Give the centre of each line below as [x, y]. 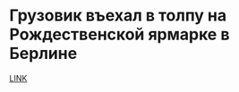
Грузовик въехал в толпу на [118, 16]
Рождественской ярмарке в [119, 34]
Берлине [43, 54]
